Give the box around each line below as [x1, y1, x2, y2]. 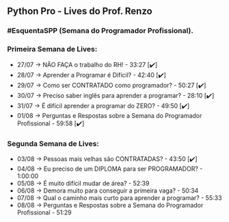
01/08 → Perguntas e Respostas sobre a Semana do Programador [16, 111, 202, 119]
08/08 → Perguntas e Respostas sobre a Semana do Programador [16, 201, 204, 209]
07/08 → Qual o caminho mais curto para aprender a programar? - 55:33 [16, 193, 222, 201]
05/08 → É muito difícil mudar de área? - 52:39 [16, 179, 150, 187]
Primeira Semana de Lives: [7, 45, 98, 54]
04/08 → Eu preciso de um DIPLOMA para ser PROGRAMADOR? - [16, 164, 203, 173]
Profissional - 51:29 [16, 208, 72, 217]
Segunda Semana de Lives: [7, 138, 99, 148]
